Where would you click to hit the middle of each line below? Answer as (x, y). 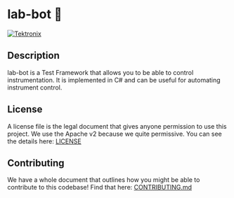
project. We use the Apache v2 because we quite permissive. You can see (115, 134)
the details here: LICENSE (45, 141)
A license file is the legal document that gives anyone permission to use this (117, 126)
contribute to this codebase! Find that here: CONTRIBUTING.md (99, 188)
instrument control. (35, 87)
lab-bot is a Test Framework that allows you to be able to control (100, 72)
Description (33, 56)
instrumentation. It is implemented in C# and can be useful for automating (114, 80)
